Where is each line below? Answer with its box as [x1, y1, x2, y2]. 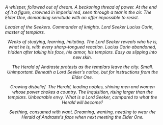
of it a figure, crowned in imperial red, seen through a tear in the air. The [5, 9, 152, 15]
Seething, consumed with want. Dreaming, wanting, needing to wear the [9, 109, 156, 115]
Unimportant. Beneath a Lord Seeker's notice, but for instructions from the [7, 69, 158, 75]
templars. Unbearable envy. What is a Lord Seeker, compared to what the [8, 94, 157, 100]
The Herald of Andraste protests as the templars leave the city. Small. [12, 64, 153, 70]
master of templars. [5, 29, 45, 35]
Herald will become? [61, 100, 104, 105]
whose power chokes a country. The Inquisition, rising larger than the [12, 89, 153, 95]
